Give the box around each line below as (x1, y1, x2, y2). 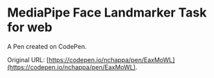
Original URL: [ (7, 55, 49, 64)
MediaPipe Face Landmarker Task (7, 5, 207, 21)
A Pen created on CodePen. (7, 42, 87, 50)
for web (7, 19, 53, 35)
